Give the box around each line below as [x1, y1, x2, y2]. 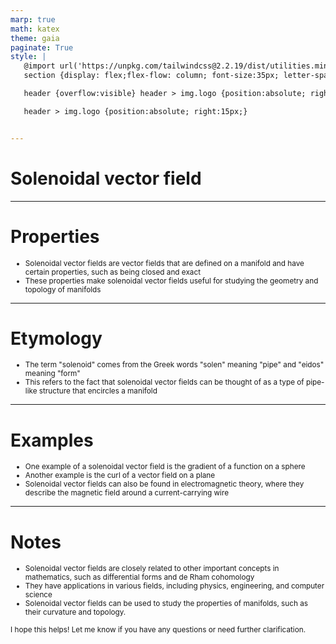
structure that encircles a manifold [38, 386, 158, 396]
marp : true [10, 14, 56, 25]
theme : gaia [10, 33, 60, 43]
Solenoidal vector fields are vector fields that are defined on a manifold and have [24, 258, 305, 268]
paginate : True [10, 42, 74, 53]
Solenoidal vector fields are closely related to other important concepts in [24, 564, 280, 574]
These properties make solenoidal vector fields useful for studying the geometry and [24, 276, 319, 286]
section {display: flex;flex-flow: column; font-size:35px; [23, 71, 280, 81]
